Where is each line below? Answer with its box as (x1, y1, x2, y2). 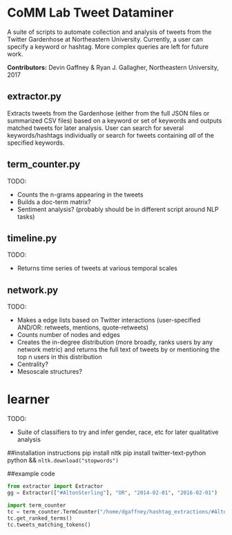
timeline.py (7, 232, 57, 244)
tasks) (17, 212, 35, 221)
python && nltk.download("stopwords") (7, 456, 119, 464)
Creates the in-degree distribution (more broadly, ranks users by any (17, 338, 213, 347)
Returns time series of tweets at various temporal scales (17, 264, 177, 273)
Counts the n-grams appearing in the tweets (17, 190, 144, 199)
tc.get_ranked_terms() (7, 514, 72, 522)
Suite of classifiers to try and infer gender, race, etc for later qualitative (17, 428, 219, 437)
